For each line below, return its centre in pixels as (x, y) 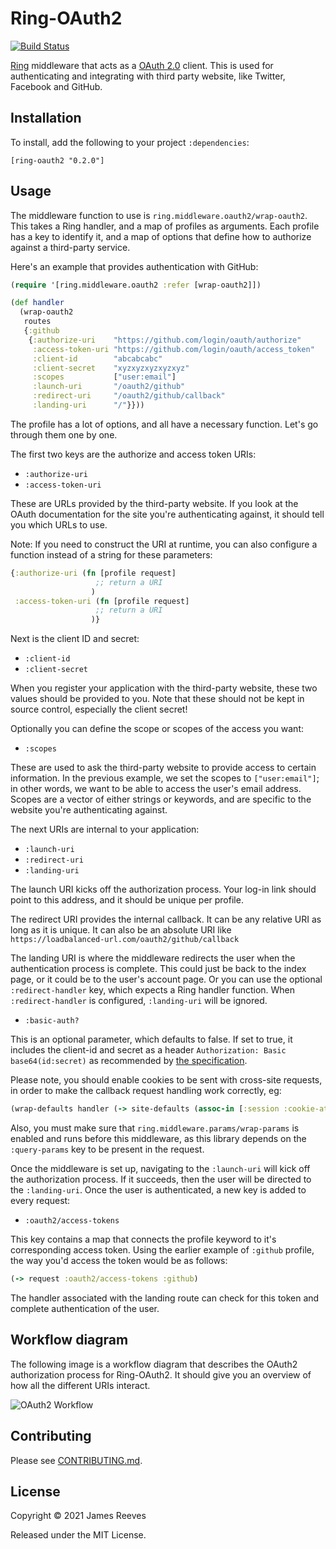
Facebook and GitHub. (56, 86)
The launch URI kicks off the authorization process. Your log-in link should (163, 889)
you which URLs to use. (59, 524)
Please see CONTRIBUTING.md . (76, 1460)
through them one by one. (64, 434)
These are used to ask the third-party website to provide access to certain (163, 768)
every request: (40, 1201)
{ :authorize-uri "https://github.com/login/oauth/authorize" (165, 340)
